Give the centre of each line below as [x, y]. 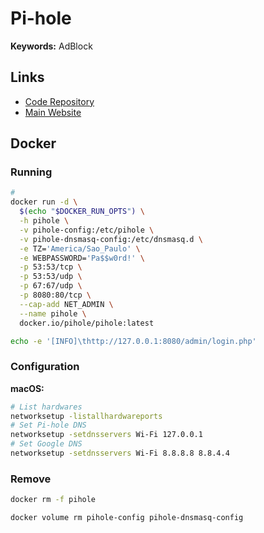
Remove [31, 479]
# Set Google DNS [46, 444]
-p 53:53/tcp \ [51, 267]
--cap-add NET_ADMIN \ [66, 304]
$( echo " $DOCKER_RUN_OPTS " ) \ [82, 212]
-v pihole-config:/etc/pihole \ [87, 230]
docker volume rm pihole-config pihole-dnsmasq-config [127, 518]
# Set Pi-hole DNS [48, 425]
